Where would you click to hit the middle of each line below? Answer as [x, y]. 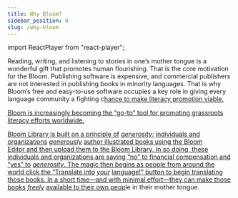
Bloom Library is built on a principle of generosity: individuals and [104, 134]
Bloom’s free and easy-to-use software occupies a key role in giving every [117, 92]
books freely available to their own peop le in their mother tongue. [104, 187]
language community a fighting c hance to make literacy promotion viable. [115, 99]
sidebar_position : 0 [38, 21]
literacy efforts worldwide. [46, 120]
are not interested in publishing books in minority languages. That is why [114, 84]
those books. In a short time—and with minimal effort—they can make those [119, 179]
